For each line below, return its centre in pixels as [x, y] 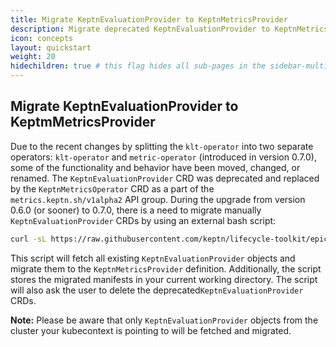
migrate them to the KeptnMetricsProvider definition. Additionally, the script [166, 268]
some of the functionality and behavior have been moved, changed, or [155, 167]
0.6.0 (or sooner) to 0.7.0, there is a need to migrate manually [136, 210]
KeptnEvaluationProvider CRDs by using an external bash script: [143, 220]
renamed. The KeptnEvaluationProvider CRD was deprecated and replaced [165, 178]
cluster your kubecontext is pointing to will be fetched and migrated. [151, 330]
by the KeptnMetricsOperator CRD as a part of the [112, 188]
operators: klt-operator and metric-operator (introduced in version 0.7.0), [164, 157]
